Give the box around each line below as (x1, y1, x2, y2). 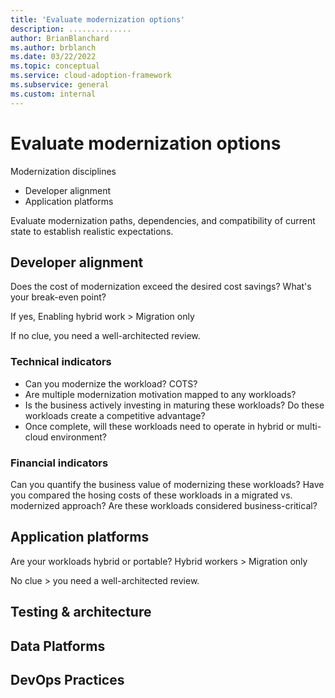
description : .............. (10, 24, 132, 34)
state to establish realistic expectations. (10, 225, 174, 237)
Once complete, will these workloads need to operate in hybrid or (24, 420, 295, 432)
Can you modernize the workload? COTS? (24, 377, 198, 390)
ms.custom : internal (10, 89, 97, 99)
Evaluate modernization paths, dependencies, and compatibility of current (10, 214, 316, 226)
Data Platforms (10, 637, 106, 655)
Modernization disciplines (10, 165, 117, 177)
